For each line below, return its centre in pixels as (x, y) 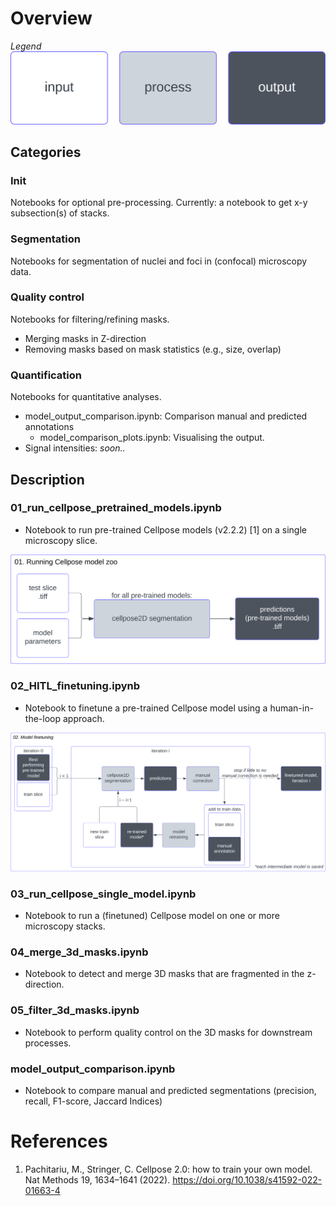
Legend (26, 46)
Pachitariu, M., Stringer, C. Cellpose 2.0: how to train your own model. (168, 1169)
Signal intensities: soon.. (75, 448)
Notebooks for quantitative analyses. (86, 397)
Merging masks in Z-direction (85, 338)
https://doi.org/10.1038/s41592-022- (247, 1179)
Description (47, 479)
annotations (49, 427)
